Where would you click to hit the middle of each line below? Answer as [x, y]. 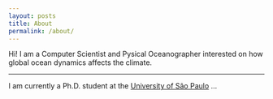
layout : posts [32, 16]
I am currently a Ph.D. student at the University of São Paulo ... [113, 86]
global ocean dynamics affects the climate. [80, 62]
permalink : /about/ [41, 31]
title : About [30, 24]
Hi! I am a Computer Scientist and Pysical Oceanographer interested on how [136, 54]
